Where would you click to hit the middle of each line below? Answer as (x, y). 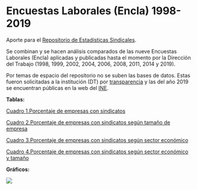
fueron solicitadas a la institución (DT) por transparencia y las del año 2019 (97, 82)
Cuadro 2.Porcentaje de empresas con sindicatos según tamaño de (88, 122)
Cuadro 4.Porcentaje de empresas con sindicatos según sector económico (97, 152)
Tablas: (15, 99)
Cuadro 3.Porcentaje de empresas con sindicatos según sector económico (97, 140)
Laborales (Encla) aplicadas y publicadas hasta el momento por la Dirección (98, 57)
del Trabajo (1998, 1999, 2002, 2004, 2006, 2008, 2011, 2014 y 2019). (91, 64)
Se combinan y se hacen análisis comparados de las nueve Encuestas (92, 51)
